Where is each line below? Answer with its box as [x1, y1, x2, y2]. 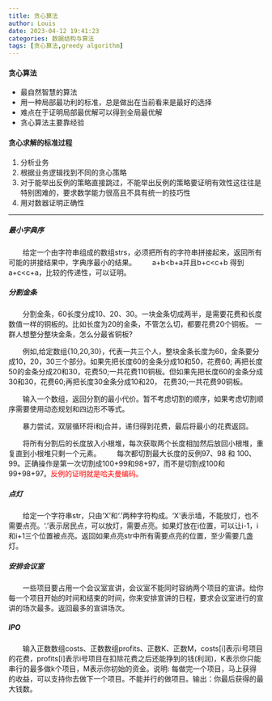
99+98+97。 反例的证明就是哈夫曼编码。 [8, 469, 143, 479]
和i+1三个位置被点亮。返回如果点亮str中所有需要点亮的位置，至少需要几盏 [8, 531, 253, 541]
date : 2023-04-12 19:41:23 [8, 27, 100, 35]
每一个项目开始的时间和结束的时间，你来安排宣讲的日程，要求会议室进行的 [8, 593, 257, 603]
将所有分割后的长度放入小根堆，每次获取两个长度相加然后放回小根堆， [23, 438, 257, 449]
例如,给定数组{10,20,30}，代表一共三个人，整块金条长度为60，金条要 [23, 347, 253, 357]
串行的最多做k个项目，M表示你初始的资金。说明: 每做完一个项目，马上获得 [8, 664, 257, 674]
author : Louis [8, 19, 57, 27]
